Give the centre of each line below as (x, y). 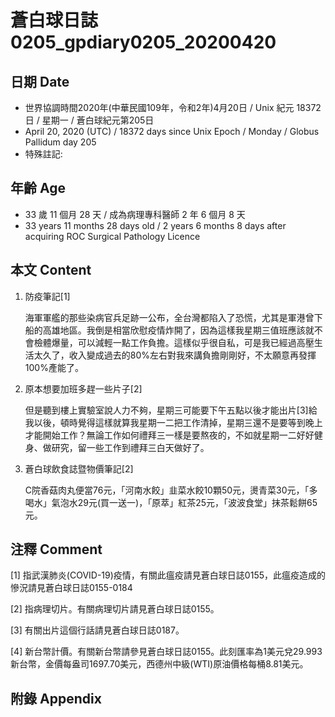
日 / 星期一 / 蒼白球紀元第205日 (89, 120)
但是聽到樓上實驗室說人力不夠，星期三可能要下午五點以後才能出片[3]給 (171, 410)
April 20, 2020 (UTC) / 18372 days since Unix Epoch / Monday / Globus (172, 131)
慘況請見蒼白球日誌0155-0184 (71, 588)
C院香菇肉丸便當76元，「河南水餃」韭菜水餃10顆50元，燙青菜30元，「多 (171, 490)
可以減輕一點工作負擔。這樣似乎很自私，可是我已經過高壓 (196, 342)
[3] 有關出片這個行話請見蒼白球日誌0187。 (97, 630)
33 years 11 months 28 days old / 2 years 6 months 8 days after (155, 225)
